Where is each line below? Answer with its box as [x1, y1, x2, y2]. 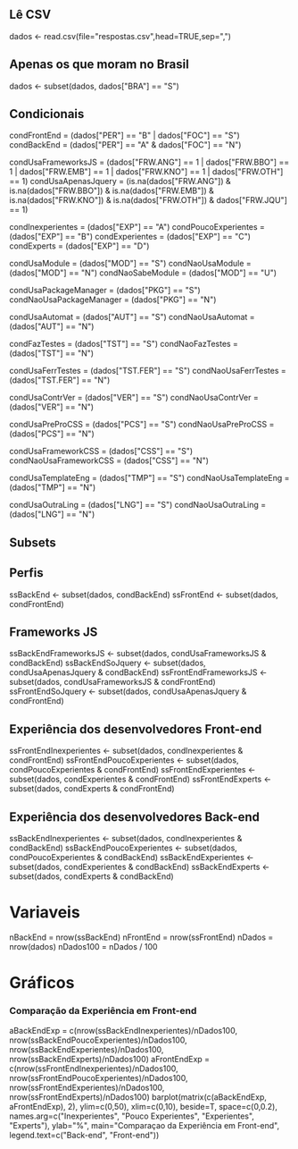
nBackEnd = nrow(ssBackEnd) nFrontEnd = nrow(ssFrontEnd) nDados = [9, 932, 274, 942]
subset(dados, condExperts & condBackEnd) [9, 871, 174, 882]
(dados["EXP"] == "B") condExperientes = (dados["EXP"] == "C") [9, 232, 252, 242]
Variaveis [9, 902, 80, 923]
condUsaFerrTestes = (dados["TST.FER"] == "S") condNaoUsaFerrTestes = [9, 366, 287, 376]
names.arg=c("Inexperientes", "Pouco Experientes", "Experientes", [9, 1111, 254, 1121]
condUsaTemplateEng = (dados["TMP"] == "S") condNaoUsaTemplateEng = [9, 473, 290, 484]
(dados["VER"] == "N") [9, 401, 95, 412]
